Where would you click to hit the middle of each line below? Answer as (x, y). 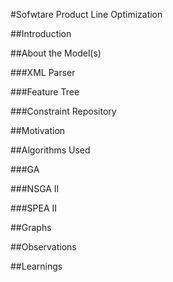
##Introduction (41, 33)
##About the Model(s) (56, 53)
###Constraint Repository (63, 111)
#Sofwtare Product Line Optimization (86, 14)
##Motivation (38, 130)
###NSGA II (35, 188)
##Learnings (36, 266)
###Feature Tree (45, 92)
